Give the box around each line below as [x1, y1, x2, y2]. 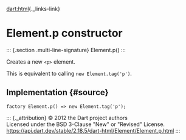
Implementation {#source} [6, 87, 109, 98]
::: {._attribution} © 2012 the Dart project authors [6, 114, 128, 121]
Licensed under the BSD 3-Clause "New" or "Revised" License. [6, 121, 165, 128]
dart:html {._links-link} [6, 5, 61, 12]
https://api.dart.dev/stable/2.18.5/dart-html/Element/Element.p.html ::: [6, 127, 181, 134]
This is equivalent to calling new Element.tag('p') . [6, 70, 133, 77]
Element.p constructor [6, 27, 123, 40]
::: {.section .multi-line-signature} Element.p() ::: [6, 46, 126, 53]
